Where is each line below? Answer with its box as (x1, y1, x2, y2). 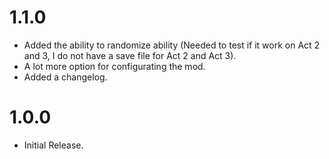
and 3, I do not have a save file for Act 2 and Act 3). (23, 49, 237, 61)
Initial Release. (23, 139, 84, 151)
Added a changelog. (23, 71, 108, 83)
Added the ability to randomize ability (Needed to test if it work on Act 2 (23, 39, 321, 51)
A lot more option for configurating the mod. (23, 60, 206, 72)
